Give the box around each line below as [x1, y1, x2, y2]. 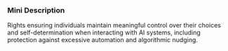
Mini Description [7, 6, 65, 15]
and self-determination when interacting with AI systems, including [7, 28, 201, 37]
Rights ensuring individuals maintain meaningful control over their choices [7, 21, 221, 30]
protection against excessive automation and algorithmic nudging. [7, 36, 199, 44]
